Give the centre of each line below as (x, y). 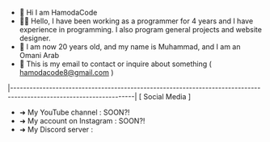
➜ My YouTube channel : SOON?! (74, 112)
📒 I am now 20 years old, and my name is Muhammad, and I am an (130, 47)
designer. (35, 38)
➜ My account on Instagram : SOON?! (82, 121)
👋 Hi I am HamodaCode (58, 13)
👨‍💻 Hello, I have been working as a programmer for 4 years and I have (136, 21)
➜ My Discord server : (56, 129)
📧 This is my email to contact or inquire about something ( (115, 64)
